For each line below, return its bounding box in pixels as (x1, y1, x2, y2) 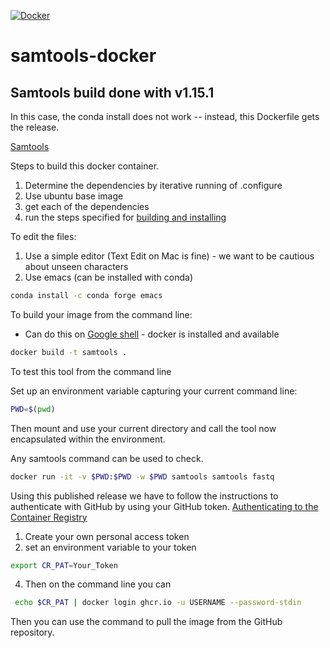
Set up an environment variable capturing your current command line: (10, 385, 298, 397)
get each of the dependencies (24, 201, 150, 212)
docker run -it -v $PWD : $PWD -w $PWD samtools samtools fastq (10, 471, 275, 482)
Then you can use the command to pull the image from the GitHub (10, 616, 283, 628)
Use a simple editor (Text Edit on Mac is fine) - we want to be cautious (24, 250, 315, 262)
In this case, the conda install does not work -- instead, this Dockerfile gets (10, 111, 320, 122)
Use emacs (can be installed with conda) (24, 271, 194, 283)
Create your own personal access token (24, 530, 190, 542)
